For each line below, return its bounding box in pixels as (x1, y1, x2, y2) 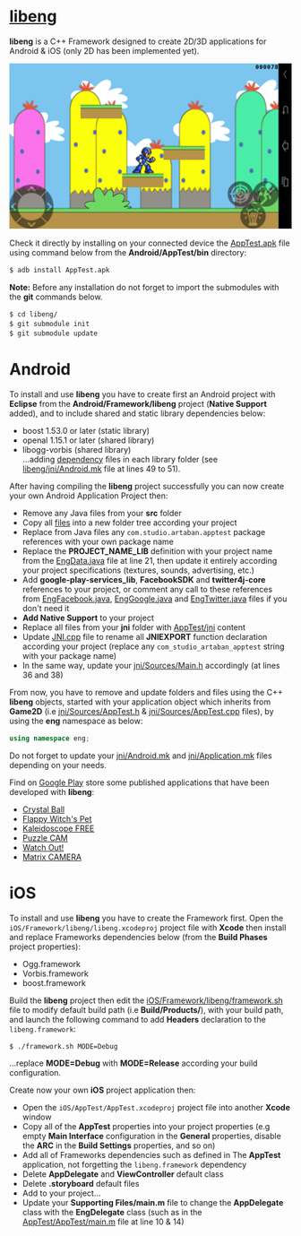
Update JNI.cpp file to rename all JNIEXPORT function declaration (21, 631, 268, 642)
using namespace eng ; (9, 733, 90, 743)
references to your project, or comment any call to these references (21, 583, 273, 594)
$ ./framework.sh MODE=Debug (9, 1042, 118, 1050)
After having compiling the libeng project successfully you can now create (9, 480, 285, 491)
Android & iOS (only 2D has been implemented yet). (9, 45, 200, 56)
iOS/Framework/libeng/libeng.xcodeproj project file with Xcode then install (9, 921, 287, 933)
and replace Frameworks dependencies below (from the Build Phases (9, 931, 268, 942)
